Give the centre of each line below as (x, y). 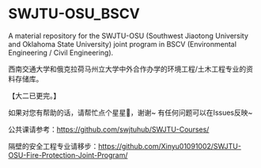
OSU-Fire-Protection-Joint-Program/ (68, 155)
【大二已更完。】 (34, 95)
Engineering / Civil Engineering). (61, 52)
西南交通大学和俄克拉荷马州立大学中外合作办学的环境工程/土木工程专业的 (127, 69)
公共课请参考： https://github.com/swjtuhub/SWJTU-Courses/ (109, 129)
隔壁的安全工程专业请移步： (53, 146)
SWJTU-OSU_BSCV (74, 14)
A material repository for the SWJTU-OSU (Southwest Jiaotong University (129, 36)
